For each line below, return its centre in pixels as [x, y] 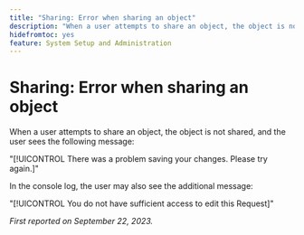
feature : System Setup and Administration [90, 43]
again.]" [24, 169]
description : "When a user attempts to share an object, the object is [147, 26]
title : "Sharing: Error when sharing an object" [103, 18]
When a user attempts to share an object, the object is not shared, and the [148, 132]
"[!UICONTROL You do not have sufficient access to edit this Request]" [142, 203]
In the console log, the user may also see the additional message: [131, 186]
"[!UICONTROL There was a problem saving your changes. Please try [139, 159]
